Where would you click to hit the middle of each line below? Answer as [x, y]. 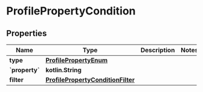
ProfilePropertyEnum [76, 60]
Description [158, 50]
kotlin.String [63, 70]
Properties [27, 33]
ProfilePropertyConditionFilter [90, 80]
